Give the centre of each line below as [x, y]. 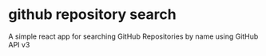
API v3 [19, 44]
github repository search [93, 15]
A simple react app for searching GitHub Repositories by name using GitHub [133, 36]
